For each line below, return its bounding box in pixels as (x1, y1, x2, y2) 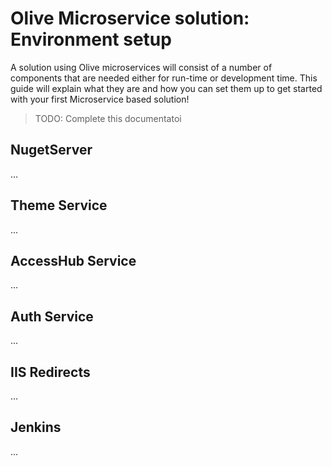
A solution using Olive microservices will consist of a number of (10, 61, 273, 73)
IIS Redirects (10, 363, 91, 381)
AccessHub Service (10, 252, 137, 269)
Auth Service (10, 308, 94, 325)
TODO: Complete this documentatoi (34, 112, 182, 124)
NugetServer (10, 142, 93, 159)
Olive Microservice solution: (10, 7, 250, 30)
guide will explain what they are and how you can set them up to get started (10, 82, 323, 94)
